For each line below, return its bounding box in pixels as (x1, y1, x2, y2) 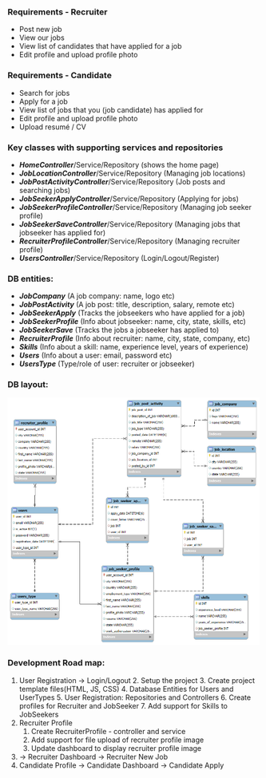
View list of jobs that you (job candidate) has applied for (18, 105, 204, 114)
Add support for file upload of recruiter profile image (30, 735, 204, 744)
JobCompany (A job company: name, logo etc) (18, 291, 175, 301)
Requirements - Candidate (7, 70, 113, 81)
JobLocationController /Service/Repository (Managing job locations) (18, 168, 246, 178)
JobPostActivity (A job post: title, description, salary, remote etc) (18, 300, 235, 310)
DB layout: (7, 379, 49, 390)
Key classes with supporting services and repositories (7, 142, 224, 153)
